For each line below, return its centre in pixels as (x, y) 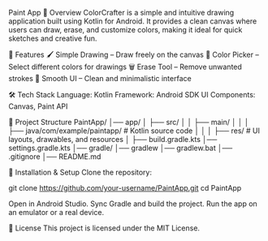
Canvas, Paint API (38, 106)
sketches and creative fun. (53, 38)
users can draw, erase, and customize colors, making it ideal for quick (125, 30)
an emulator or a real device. (56, 212)
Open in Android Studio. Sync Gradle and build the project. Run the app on (133, 204)
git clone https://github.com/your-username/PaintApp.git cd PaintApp (125, 188)
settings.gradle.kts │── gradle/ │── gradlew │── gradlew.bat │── (121, 148)
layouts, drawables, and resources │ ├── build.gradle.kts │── (113, 139)
